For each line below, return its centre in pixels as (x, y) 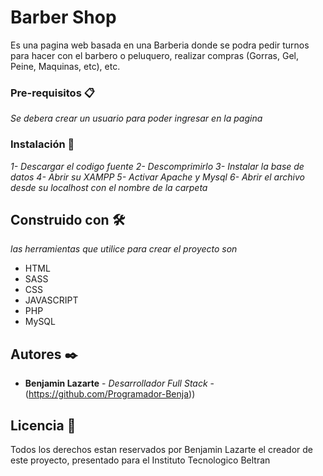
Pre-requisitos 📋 (52, 93)
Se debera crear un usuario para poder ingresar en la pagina (136, 118)
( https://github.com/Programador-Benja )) (110, 394)
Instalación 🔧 (42, 144)
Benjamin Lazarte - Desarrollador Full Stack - (119, 383)
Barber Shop (63, 17)
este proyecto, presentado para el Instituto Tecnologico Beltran (140, 460)
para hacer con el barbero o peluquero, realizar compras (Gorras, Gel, (154, 55)
